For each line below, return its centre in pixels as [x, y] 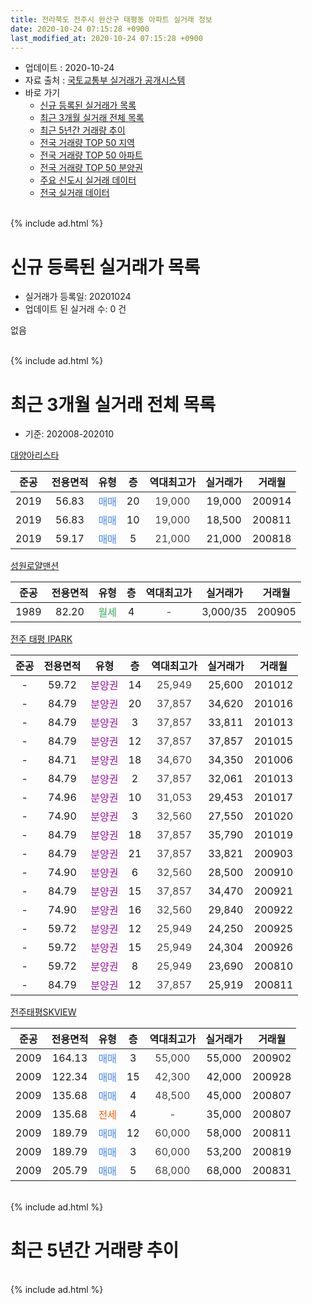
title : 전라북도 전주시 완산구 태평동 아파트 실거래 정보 [111, 19]
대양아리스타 [35, 455]
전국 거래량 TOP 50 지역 [87, 143]
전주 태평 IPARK [41, 639]
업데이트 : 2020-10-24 [69, 68]
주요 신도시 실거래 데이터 [88, 180]
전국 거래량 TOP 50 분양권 [91, 168]
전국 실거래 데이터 [74, 193]
